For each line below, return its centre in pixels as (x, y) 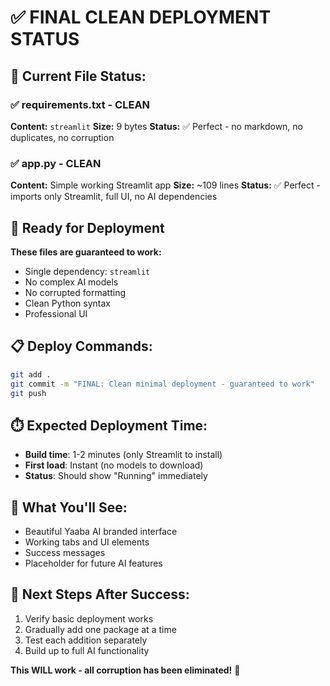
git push (28, 393)
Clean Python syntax (67, 303)
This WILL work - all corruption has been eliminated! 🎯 (125, 670)
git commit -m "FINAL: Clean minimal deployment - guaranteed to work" (162, 384)
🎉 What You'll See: (69, 507)
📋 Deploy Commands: (81, 346)
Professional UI (56, 313)
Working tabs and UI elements (87, 542)
